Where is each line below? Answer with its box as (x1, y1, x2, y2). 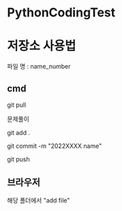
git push (7, 155, 31, 163)
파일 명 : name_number (7, 62, 71, 71)
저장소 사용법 (7, 38, 76, 54)
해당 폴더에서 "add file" (7, 196, 70, 204)
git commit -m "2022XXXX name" (7, 142, 102, 150)
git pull (7, 101, 27, 109)
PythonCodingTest (7, 5, 116, 21)
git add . (7, 128, 31, 136)
